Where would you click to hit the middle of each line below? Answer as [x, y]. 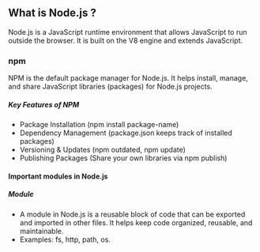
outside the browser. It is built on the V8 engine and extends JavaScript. [126, 40]
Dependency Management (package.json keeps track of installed [126, 133]
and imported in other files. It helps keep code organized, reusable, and [136, 222]
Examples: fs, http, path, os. [65, 239]
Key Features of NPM [44, 104]
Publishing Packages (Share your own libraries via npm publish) [123, 158]
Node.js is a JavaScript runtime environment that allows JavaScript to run [128, 32]
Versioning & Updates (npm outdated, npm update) [102, 150]
